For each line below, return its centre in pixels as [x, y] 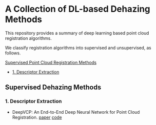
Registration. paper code [37, 117]
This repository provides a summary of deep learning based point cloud [77, 33]
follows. [13, 53]
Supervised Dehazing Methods [53, 87]
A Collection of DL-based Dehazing [78, 9]
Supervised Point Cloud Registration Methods [51, 62]
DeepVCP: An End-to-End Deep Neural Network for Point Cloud [76, 112]
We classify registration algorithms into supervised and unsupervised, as [78, 48]
